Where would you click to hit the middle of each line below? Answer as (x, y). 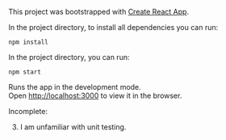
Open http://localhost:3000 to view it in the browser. (95, 95)
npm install (28, 42)
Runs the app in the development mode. (75, 87)
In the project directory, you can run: (69, 57)
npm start (25, 72)
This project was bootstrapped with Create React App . (99, 12)
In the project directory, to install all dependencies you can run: (113, 27)
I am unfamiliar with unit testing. (73, 127)
